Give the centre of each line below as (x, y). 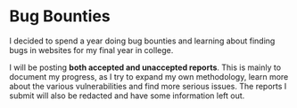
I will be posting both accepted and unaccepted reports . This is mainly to (145, 67)
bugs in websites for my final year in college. (91, 50)
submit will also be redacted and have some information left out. (127, 96)
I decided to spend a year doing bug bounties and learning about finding (142, 41)
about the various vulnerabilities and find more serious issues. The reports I (148, 86)
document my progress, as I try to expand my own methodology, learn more (149, 76)
